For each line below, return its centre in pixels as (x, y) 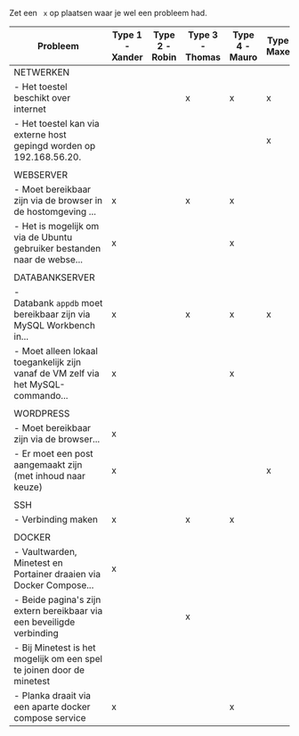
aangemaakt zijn (48, 465)
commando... (41, 396)
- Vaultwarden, (45, 552)
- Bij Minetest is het (55, 648)
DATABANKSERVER (54, 277)
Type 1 (127, 35)
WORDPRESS (42, 413)
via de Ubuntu (43, 237)
